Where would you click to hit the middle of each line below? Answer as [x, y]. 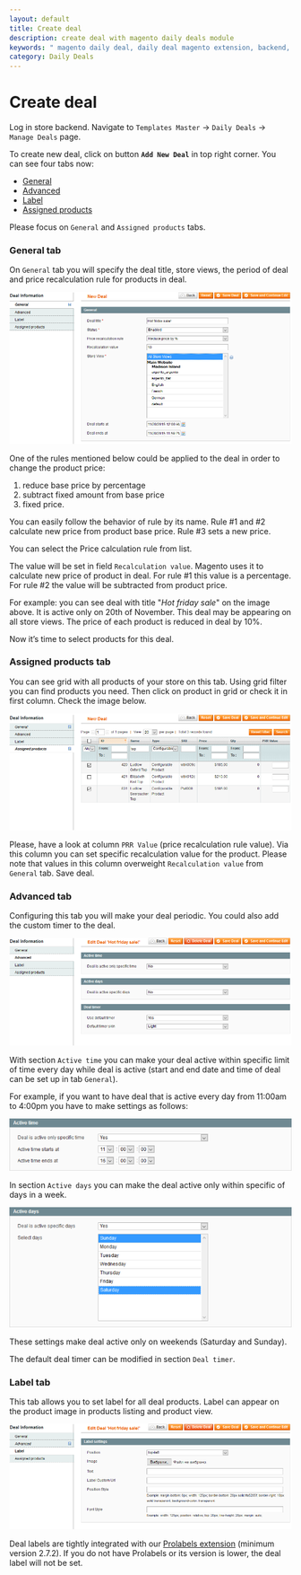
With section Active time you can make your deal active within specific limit [150, 1060]
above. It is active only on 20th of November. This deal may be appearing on [150, 612]
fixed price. [43, 504]
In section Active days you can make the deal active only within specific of [147, 1184]
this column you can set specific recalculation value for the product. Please [148, 854]
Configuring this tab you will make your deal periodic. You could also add [144, 915]
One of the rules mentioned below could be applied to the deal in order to [145, 458]
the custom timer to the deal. [63, 925]
